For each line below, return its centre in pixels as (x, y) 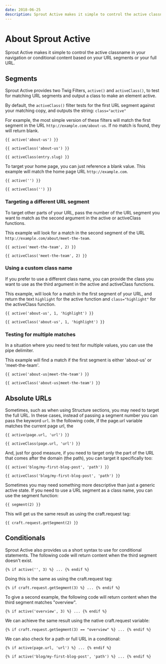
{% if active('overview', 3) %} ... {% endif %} (56, 611)
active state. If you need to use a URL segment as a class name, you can (79, 490)
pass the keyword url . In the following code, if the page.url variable (74, 420)
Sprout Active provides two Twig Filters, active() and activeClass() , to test (82, 91)
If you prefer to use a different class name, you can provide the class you (80, 279)
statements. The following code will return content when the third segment (81, 555)
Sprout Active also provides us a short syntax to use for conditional (73, 550)
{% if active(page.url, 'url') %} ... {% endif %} (58, 648)
